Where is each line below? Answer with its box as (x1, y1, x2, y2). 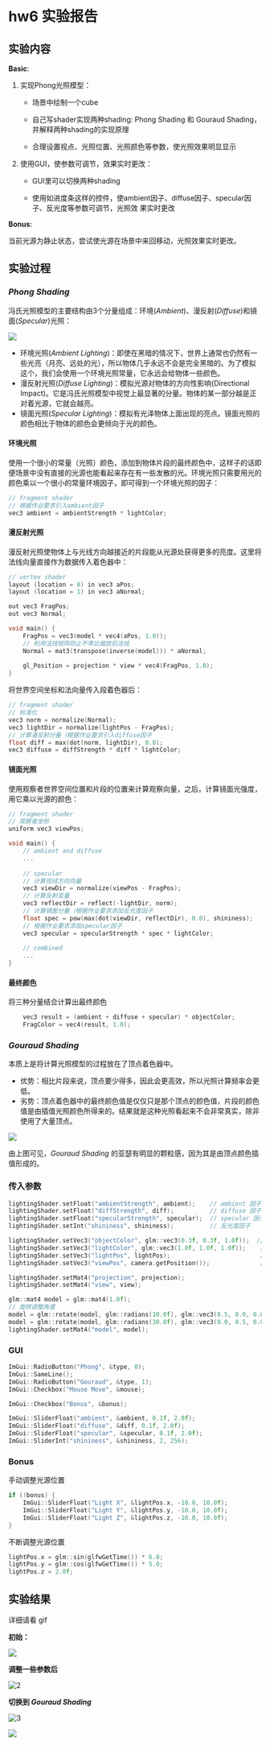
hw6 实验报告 (8, 7, 99, 26)
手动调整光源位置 (8, 1475, 65, 1485)
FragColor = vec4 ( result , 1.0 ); (22, 1020, 131, 1029)
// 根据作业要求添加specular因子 (22, 921, 123, 930)
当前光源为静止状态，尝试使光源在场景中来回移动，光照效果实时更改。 (8, 236, 241, 246)
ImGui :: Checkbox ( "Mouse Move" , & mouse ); (8, 1385, 146, 1393)
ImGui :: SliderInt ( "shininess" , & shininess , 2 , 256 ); (8, 1437, 189, 1446)
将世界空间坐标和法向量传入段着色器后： (8, 685, 142, 695)
